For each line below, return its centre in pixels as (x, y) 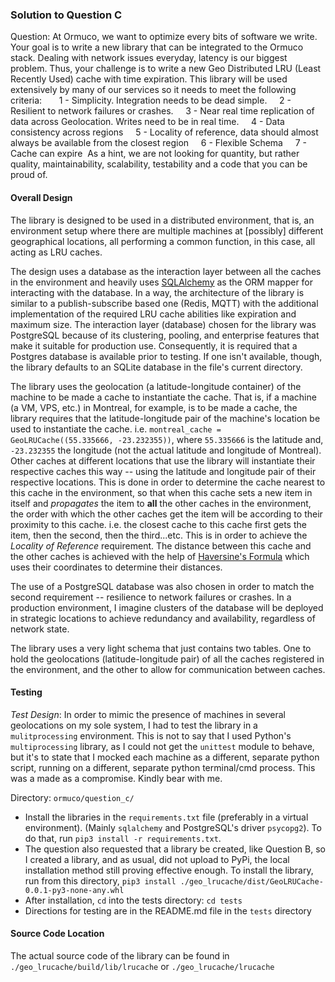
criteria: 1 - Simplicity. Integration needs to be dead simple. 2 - (151, 100)
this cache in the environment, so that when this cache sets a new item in (161, 492)
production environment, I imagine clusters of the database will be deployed (167, 607)
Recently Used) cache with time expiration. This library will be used (149, 79)
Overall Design (41, 197)
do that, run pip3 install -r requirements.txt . (123, 838)
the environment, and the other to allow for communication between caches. (168, 669)
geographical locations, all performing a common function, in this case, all (163, 241)
